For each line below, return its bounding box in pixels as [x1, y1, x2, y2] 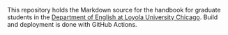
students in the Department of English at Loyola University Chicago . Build [7, 13, 218, 21]
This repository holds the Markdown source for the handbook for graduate [7, 6, 221, 14]
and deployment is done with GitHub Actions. [7, 21, 137, 28]
